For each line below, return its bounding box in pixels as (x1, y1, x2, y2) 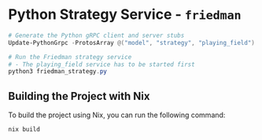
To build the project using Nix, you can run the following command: (8, 110, 226, 120)
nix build (8, 126, 41, 134)
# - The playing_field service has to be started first (8, 61, 195, 68)
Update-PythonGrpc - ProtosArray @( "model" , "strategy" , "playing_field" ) (8, 39, 256, 46)
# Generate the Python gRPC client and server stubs (8, 31, 185, 39)
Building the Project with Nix (8, 89, 150, 103)
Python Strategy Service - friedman (8, 6, 242, 24)
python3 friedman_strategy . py (8, 68, 108, 76)
